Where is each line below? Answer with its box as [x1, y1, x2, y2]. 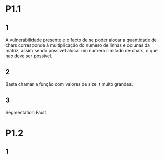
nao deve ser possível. [5, 53, 52, 59]
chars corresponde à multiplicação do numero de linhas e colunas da [5, 42, 150, 48]
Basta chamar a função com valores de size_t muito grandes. [5, 81, 133, 87]
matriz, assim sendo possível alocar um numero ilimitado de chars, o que [5, 48, 158, 53]
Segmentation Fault [5, 109, 46, 115]
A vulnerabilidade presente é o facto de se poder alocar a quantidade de [5, 37, 157, 43]
